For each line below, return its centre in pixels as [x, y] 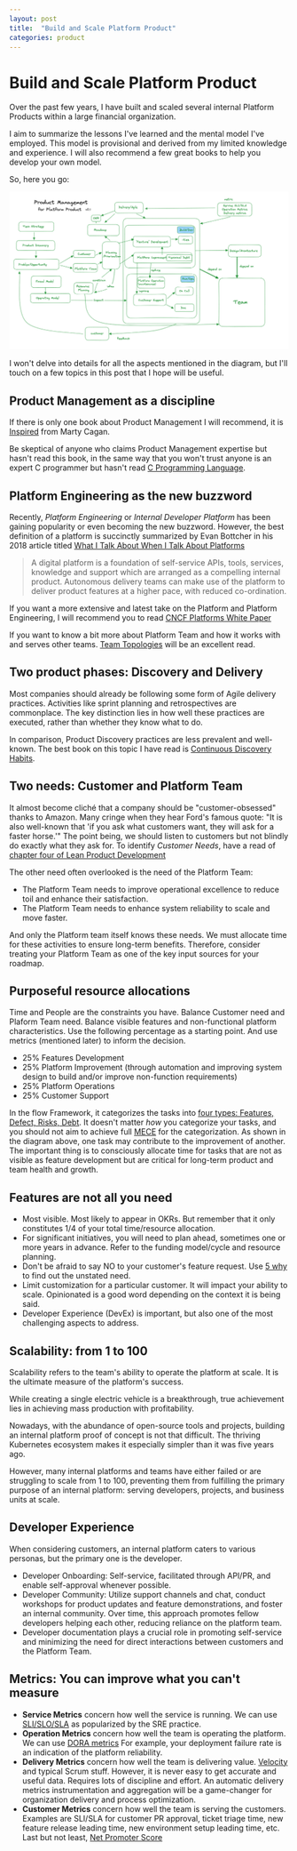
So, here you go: [39, 180]
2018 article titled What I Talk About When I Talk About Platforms [127, 545]
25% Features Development [73, 1058]
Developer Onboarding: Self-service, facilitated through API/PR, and [146, 1575]
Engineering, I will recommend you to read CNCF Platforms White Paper [141, 617]
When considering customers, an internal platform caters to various [133, 1549]
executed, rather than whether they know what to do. [106, 722]
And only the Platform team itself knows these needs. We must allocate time [148, 934]
